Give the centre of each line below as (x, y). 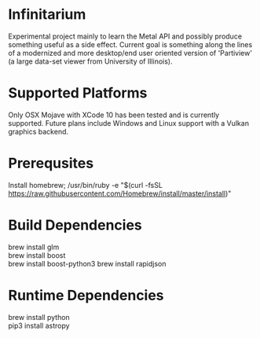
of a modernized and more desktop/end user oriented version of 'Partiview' (130, 53)
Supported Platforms (78, 93)
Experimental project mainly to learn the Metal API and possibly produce (125, 36)
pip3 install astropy (39, 325)
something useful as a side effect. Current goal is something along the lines (130, 44)
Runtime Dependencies (86, 295)
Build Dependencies (75, 225)
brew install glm (34, 247)
